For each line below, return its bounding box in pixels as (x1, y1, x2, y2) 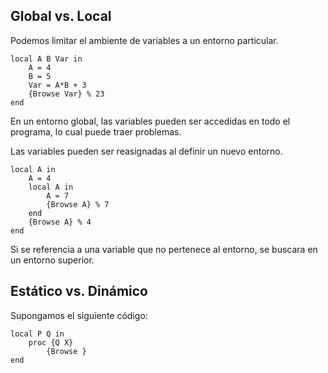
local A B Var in (10, 54, 83, 64)
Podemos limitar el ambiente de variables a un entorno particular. (10, 34, 279, 46)
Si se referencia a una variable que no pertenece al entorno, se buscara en (10, 243, 318, 255)
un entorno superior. (10, 254, 95, 266)
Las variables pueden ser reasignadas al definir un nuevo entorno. (10, 145, 283, 157)
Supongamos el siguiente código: (10, 309, 148, 321)
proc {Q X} (28, 337, 74, 348)
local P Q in (10, 329, 65, 339)
